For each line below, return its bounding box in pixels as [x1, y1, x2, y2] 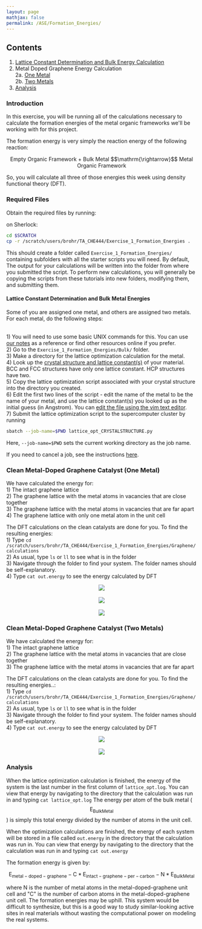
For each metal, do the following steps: [6, 315, 103, 322]
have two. [6, 371, 31, 378]
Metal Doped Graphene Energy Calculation [15, 65, 122, 73]
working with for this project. [6, 126, 78, 133]
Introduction [6, 99, 44, 108]
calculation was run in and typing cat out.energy [6, 847, 128, 855]
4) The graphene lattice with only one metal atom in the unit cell [6, 511, 165, 519]
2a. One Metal [15, 71, 50, 79]
